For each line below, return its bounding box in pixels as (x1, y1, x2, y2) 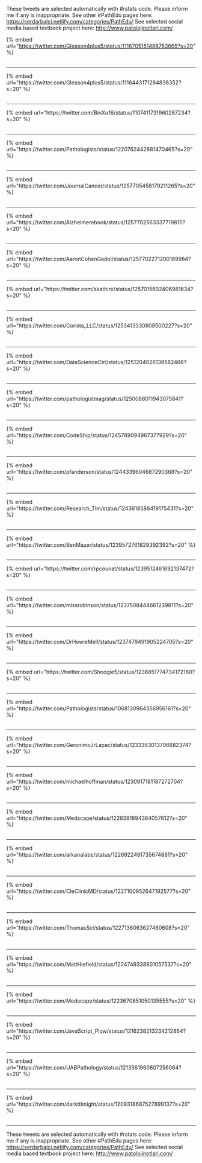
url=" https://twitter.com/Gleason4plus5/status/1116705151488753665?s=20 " (6, 42, 196, 49)
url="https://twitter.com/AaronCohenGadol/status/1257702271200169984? (6, 256, 191, 262)
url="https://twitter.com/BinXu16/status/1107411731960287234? (34, 109, 191, 116)
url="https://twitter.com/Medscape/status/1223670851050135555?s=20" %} (6, 997, 196, 1004)
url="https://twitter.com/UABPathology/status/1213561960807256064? (6, 1064, 182, 1071)
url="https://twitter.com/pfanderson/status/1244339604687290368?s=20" (6, 468, 193, 475)
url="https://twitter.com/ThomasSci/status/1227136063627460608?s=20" (6, 924, 190, 931)
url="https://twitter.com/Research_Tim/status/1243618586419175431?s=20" (6, 505, 194, 512)
